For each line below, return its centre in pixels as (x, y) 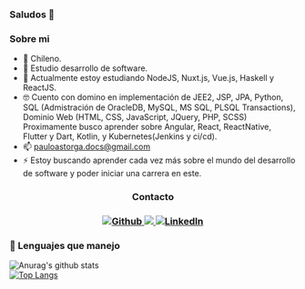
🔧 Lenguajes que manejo (65, 245)
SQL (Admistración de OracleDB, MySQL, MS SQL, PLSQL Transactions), (159, 107)
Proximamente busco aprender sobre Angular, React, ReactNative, (147, 127)
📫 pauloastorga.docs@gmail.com (86, 147)
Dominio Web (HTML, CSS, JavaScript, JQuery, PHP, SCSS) (135, 117)
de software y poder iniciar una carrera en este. (112, 174)
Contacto (153, 197)
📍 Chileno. (42, 59)
